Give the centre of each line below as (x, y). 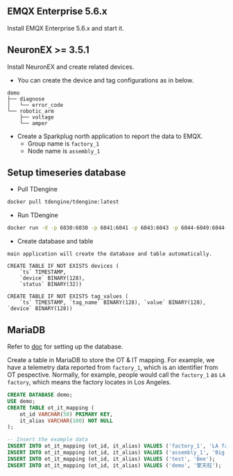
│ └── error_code (35, 105)
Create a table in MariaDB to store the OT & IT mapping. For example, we (111, 360)
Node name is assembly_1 (64, 151)
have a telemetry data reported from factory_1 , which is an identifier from (113, 367)
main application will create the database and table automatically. (110, 254)
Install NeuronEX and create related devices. (71, 67)
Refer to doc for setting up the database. (65, 347)
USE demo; (21, 401)
